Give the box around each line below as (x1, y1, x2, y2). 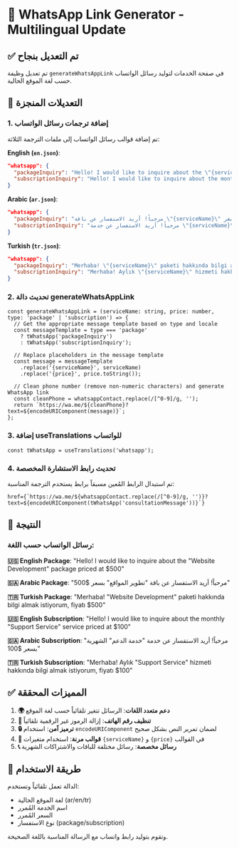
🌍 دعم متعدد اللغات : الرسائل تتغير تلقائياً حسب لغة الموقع (17, 705, 170, 715)
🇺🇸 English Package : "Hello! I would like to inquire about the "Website (7, 556, 216, 565)
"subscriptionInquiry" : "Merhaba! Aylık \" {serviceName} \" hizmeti (14, 269, 218, 276)
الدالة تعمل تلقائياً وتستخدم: (7, 782, 80, 790)
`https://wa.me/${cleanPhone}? (36, 402, 129, 409)
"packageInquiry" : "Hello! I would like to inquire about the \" (14, 169, 212, 176)
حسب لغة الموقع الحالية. (7, 76, 73, 85)
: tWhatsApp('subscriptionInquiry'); (20, 339, 132, 346)
